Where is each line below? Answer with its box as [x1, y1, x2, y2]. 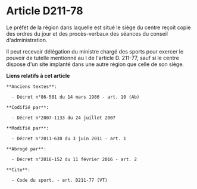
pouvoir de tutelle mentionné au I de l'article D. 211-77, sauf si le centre [6, 54, 180, 61]
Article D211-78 [6, 4, 83, 18]
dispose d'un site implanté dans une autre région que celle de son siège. [6, 61, 185, 68]
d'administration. [6, 36, 48, 43]
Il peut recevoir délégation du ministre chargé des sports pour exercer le [6, 48, 184, 55]
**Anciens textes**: [6, 83, 58, 90]
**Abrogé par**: [6, 146, 46, 152]
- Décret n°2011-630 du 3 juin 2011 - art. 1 [11, 136, 127, 141]
